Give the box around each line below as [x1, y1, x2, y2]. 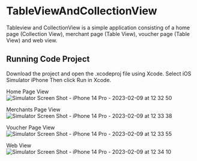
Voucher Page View [6, 124, 55, 131]
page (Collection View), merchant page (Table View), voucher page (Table [6, 30, 190, 37]
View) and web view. [6, 37, 58, 44]
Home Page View [6, 88, 49, 95]
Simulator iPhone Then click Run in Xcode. [6, 76, 112, 83]
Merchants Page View [6, 106, 61, 113]
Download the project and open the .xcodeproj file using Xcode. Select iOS [6, 70, 192, 77]
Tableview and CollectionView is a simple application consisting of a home [6, 24, 190, 31]
